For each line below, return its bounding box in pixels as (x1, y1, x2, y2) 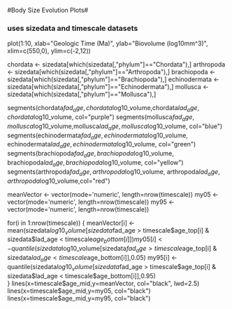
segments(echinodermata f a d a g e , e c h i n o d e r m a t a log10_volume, (7, 131, 189, 141)
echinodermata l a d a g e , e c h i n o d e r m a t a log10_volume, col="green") (7, 140, 196, 150)
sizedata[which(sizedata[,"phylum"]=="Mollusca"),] (7, 90, 157, 99)
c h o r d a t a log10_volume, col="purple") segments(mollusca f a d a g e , (7, 113, 194, 123)
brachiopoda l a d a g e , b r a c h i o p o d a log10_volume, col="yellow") (7, 158, 184, 168)
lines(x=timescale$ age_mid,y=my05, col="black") (7, 287, 152, 295)
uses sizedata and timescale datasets (7, 23, 138, 33)
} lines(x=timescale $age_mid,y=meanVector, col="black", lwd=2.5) (7, 279, 200, 287)
